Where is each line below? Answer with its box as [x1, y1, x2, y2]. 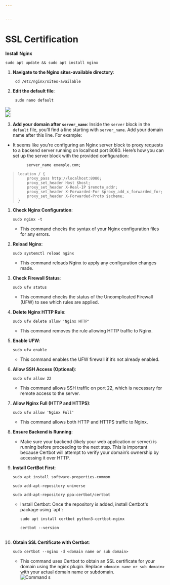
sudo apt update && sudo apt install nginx [5, 60, 99, 65]
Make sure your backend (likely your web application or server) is [20, 438, 157, 445]
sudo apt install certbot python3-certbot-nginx [20, 516, 125, 521]
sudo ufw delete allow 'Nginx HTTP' [12, 319, 90, 324]
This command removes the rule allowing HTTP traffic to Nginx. [20, 327, 153, 333]
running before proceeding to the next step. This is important [20, 444, 148, 450]
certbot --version [20, 525, 59, 530]
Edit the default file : [12, 87, 55, 94]
